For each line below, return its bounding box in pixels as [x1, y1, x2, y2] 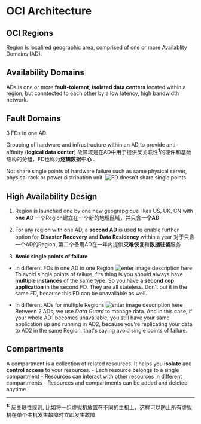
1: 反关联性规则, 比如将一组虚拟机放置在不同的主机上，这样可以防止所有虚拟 [6, 402, 193, 411]
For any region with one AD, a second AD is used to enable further [14, 226, 179, 234]
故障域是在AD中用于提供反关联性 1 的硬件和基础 [77, 147, 191, 155]
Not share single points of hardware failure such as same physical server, [6, 167, 187, 175]
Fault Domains [6, 114, 61, 124]
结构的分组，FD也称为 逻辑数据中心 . [6, 155, 95, 163]
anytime [6, 385, 26, 392]
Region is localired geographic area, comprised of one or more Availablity [6, 44, 187, 51]
